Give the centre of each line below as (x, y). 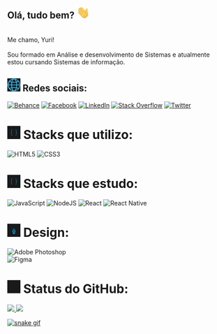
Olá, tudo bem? (41, 16)
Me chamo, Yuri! (31, 39)
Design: (46, 232)
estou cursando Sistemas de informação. (66, 61)
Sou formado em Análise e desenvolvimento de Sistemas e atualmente (109, 55)
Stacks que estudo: (81, 183)
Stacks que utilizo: (78, 135)
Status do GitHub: (76, 289)
